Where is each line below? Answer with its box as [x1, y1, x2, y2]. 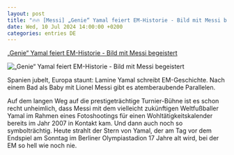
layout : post [7, 10, 45, 17]
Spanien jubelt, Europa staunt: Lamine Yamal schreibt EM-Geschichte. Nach [7, 76, 225, 84]
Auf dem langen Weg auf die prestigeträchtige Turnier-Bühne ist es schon [7, 97, 219, 105]
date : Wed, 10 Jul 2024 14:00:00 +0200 [7, 23, 123, 30]
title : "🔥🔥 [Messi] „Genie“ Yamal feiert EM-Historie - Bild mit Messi [7, 17, 221, 24]
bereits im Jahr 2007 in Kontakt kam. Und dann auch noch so [7, 119, 183, 128]
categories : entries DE [7, 29, 77, 37]
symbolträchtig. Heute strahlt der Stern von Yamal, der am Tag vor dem [7, 126, 212, 135]
